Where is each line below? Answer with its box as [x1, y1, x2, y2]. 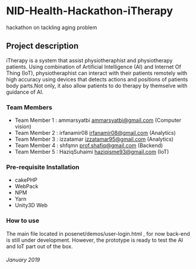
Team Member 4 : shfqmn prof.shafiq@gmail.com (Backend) [14, 142, 163, 149]
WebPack [14, 183, 39, 190]
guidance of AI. [6, 88, 44, 96]
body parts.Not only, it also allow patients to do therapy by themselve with [6, 82, 188, 89]
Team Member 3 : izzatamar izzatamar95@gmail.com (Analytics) [14, 135, 174, 143]
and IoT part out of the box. [6, 242, 73, 250]
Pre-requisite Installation [6, 163, 80, 171]
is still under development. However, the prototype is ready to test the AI [6, 236, 184, 243]
